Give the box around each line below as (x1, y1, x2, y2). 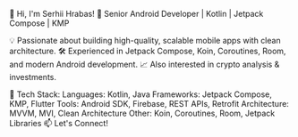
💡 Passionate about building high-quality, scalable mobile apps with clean (9, 36, 281, 45)
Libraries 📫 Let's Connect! (9, 118, 109, 128)
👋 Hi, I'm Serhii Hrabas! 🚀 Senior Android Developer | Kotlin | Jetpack (9, 9, 264, 19)
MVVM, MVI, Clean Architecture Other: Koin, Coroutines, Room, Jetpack (9, 108, 276, 118)
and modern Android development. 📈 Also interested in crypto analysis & (9, 59, 280, 69)
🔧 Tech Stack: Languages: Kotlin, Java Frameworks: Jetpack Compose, (9, 89, 273, 100)
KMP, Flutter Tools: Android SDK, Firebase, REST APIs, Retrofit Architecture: (9, 99, 289, 109)
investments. (9, 72, 56, 82)
